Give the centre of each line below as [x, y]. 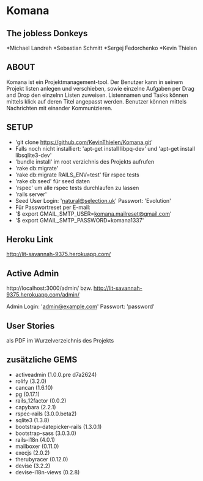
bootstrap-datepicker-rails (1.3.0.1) [58, 426]
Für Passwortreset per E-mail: [53, 207]
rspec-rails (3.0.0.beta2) [46, 414]
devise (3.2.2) [33, 466]
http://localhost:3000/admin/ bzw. [50, 288]
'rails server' [31, 194]
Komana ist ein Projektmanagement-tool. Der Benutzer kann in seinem [95, 82]
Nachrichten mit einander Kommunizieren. [60, 108]
